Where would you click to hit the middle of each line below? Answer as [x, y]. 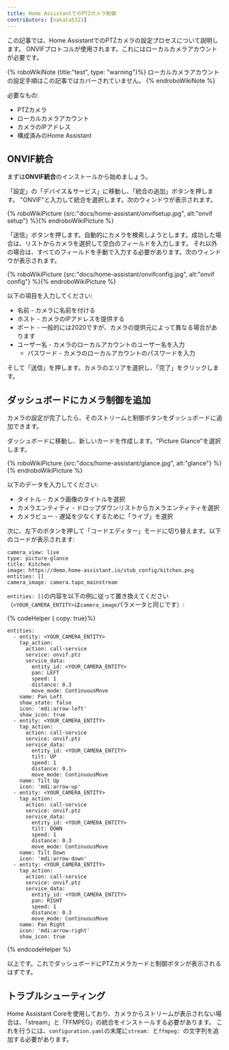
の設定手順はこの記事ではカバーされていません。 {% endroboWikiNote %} [111, 80]
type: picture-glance [38, 559]
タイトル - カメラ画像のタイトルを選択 [71, 499]
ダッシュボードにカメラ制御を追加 [79, 400]
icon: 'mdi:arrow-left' [53, 709]
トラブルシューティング [56, 996]
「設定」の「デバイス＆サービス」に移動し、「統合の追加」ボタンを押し [107, 191]
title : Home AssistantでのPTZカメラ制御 [62, 13]
